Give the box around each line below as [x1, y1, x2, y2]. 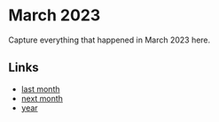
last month [20, 83, 60, 94]
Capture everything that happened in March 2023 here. [8, 34, 211, 45]
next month [20, 93, 64, 103]
